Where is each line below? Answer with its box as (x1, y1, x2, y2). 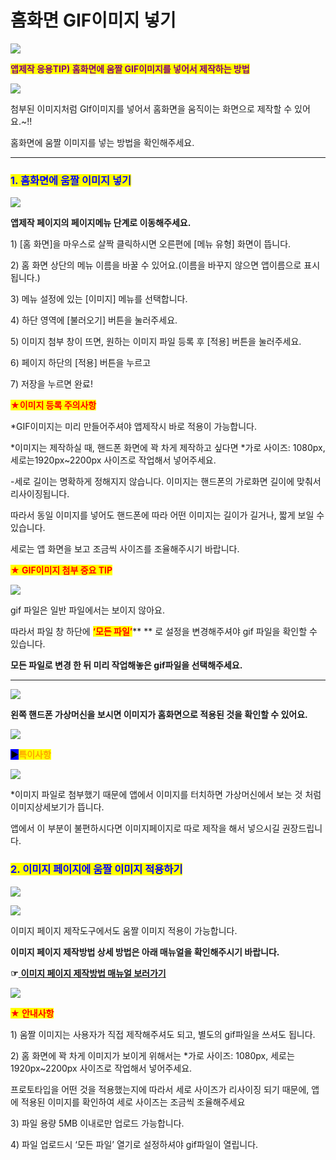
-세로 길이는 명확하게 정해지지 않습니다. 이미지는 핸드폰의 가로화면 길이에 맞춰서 (10, 476, 322, 488)
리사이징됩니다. (10, 488, 70, 500)
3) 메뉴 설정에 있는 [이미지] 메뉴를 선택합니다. (10, 293, 188, 305)
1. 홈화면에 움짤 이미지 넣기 (10, 173, 132, 187)
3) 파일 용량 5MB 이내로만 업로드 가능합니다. (10, 1117, 185, 1129)
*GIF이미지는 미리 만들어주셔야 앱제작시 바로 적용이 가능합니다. (10, 421, 258, 433)
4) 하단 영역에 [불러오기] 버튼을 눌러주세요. (10, 314, 178, 326)
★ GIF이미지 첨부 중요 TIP (10, 564, 113, 576)
